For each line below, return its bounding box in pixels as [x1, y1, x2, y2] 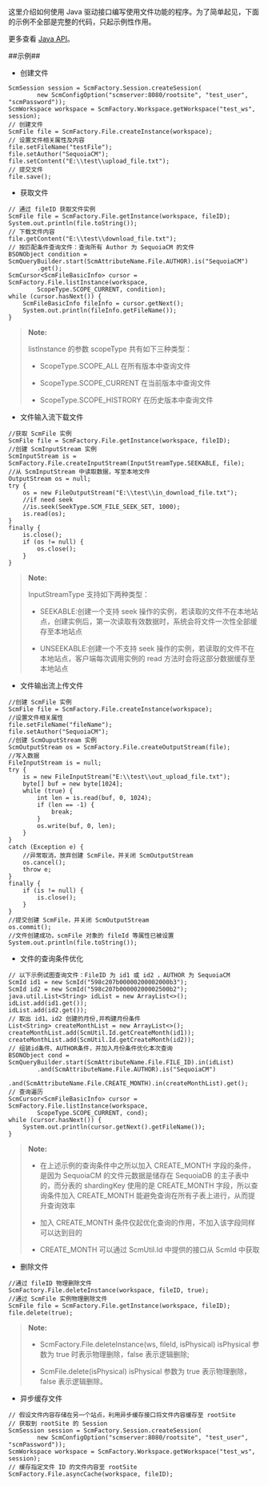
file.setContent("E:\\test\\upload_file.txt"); [8, 157, 170, 165]
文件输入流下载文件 [19, 412, 84, 422]
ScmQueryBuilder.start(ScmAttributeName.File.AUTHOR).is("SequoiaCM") [8, 257, 249, 265]
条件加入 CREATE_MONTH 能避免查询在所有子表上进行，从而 [46, 1191, 249, 1200]
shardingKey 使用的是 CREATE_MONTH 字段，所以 [83, 1181, 252, 1190]
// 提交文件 [8, 166, 44, 174]
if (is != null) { [22, 886, 84, 894]
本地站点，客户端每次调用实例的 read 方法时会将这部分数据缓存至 [39, 654, 256, 663]
